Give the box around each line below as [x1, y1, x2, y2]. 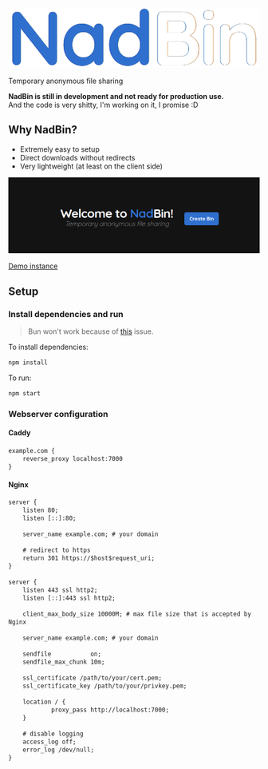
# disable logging [22, 730, 84, 738]
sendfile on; [22, 650, 102, 658]
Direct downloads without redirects [19, 153, 136, 162]
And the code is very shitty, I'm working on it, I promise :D [8, 100, 199, 110]
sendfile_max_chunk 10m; [22, 658, 105, 666]
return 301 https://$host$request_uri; [22, 554, 156, 562]
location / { [22, 698, 66, 706]
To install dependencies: [8, 343, 89, 352]
